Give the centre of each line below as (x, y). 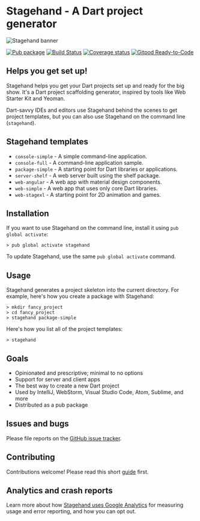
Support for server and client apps (57, 379)
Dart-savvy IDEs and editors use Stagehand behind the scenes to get (92, 110)
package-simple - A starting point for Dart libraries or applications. (96, 169)
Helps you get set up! (47, 71)
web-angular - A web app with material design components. (88, 182)
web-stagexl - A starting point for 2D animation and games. (88, 194)
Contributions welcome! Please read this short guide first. (77, 472)
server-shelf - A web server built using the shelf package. (87, 175)
